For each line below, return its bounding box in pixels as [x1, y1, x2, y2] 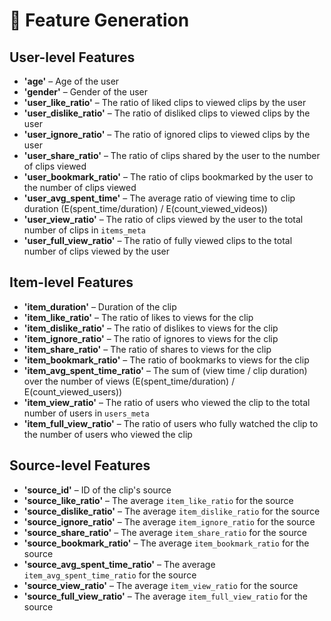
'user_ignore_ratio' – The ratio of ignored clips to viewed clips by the [23, 129, 311, 140]
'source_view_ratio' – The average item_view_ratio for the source [23, 579, 299, 591]
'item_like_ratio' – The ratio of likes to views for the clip [23, 311, 254, 323]
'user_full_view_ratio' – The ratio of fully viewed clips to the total [23, 235, 293, 246]
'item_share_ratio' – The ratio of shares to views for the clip [23, 343, 272, 355]
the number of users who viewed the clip [23, 428, 193, 440]
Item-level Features [9, 274, 134, 291]
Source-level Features [9, 457, 151, 474]
